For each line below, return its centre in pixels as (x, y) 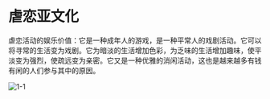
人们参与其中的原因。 (65, 70)
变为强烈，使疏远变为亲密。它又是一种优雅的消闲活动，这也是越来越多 (131, 60)
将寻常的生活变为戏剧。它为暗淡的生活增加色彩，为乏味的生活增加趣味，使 (131, 50)
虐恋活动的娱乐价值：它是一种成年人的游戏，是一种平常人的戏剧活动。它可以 (135, 40)
